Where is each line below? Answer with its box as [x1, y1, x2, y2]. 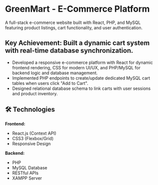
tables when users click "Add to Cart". [12, 80, 88, 86]
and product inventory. [12, 90, 58, 96]
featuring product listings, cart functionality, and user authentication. [5, 24, 142, 30]
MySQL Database [12, 164, 48, 170]
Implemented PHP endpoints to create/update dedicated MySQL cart [12, 75, 150, 81]
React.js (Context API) [12, 130, 57, 136]
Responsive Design [12, 141, 51, 146]
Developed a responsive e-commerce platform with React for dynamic [12, 60, 153, 65]
